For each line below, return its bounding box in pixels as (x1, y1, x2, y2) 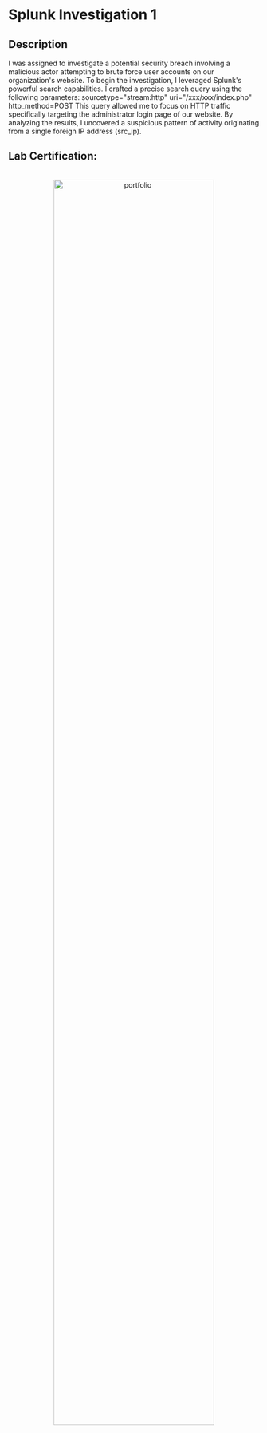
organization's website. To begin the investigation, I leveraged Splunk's (8, 76, 242, 85)
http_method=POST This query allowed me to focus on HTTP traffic (8, 101, 231, 110)
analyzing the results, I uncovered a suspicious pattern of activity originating (8, 118, 260, 127)
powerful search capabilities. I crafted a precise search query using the (8, 84, 243, 93)
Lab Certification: (8, 149, 97, 163)
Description (8, 38, 68, 51)
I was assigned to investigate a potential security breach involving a (8, 58, 231, 68)
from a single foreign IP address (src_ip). (8, 126, 142, 136)
